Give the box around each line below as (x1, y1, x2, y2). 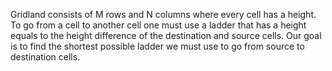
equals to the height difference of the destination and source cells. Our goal (10, 30, 322, 41)
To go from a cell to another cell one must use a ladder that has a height (10, 19, 307, 31)
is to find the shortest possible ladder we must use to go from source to (10, 40, 305, 52)
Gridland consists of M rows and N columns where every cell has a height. (10, 9, 317, 20)
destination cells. (10, 51, 81, 63)
